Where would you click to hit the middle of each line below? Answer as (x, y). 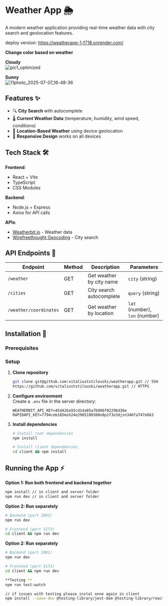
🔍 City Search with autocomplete (47, 111)
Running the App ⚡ (35, 468)
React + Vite (25, 177)
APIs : (11, 222)
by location (100, 314)
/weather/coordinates (33, 310)
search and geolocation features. (39, 33)
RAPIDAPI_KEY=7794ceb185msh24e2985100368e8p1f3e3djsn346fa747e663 (83, 415)
